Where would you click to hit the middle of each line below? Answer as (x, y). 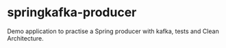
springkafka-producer (72, 13)
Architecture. (26, 38)
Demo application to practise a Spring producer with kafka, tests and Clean (113, 31)
